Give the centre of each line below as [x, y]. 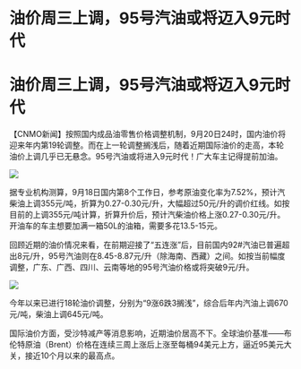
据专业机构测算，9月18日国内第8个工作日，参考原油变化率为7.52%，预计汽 [147, 193]
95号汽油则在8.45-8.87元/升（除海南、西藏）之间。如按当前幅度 [167, 256]
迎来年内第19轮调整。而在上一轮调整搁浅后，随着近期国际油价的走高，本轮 [147, 145]
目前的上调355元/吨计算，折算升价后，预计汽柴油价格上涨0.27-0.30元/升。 [147, 215]
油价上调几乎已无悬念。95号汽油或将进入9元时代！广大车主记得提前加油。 [146, 157]
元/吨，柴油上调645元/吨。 [59, 314]
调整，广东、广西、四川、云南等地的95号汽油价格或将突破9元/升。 [132, 267]
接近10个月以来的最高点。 [72, 356]
